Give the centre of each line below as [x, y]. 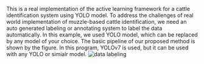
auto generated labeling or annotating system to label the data [84, 28]
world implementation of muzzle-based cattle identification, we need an [97, 22]
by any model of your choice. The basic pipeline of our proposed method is [101, 41]
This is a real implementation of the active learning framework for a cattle [98, 9]
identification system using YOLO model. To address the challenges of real [100, 15]
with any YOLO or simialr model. [47, 54]
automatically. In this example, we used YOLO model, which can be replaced [102, 35]
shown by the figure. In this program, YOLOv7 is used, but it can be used [97, 48]
